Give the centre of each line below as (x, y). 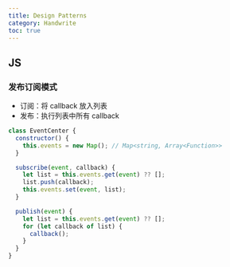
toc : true (25, 30)
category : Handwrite (43, 23)
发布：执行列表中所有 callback (69, 116)
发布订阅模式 (33, 87)
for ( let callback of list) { (73, 226)
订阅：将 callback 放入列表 (63, 106)
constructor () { (42, 138)
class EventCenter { (43, 131)
